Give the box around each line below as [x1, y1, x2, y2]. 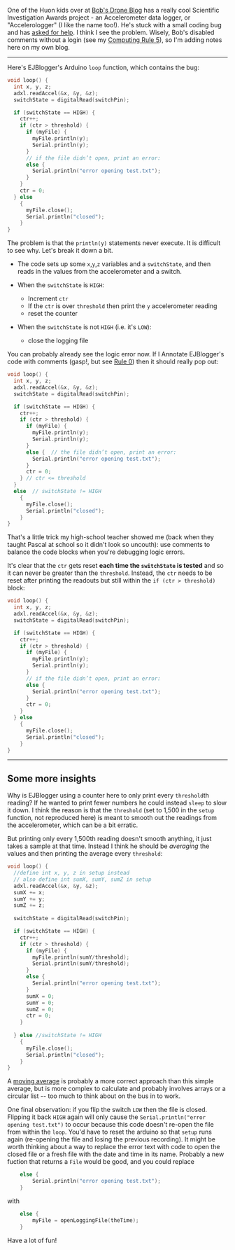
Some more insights [7, 772, 97, 784]
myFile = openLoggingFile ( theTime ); [32, 1216, 139, 1224]
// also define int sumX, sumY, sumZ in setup [13, 875, 152, 883]
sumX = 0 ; [25, 992, 55, 1000]
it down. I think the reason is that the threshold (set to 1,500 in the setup [7, 806, 215, 814]
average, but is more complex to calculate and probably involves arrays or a [7, 1085, 226, 1093]
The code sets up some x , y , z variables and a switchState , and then [17, 260, 211, 268]
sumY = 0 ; [25, 999, 55, 1006]
